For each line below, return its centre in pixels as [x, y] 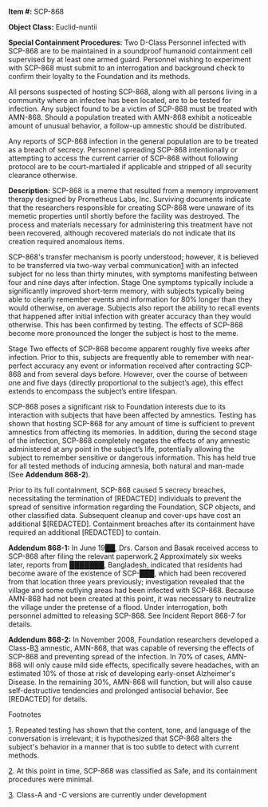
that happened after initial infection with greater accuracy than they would [130, 316]
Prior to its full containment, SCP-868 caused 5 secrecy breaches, [117, 490]
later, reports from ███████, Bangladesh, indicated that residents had [125, 565]
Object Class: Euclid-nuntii [53, 27]
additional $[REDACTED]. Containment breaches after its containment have [132, 524]
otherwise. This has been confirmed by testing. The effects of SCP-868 [126, 325]
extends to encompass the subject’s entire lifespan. [93, 391]
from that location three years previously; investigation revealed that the [126, 582]
